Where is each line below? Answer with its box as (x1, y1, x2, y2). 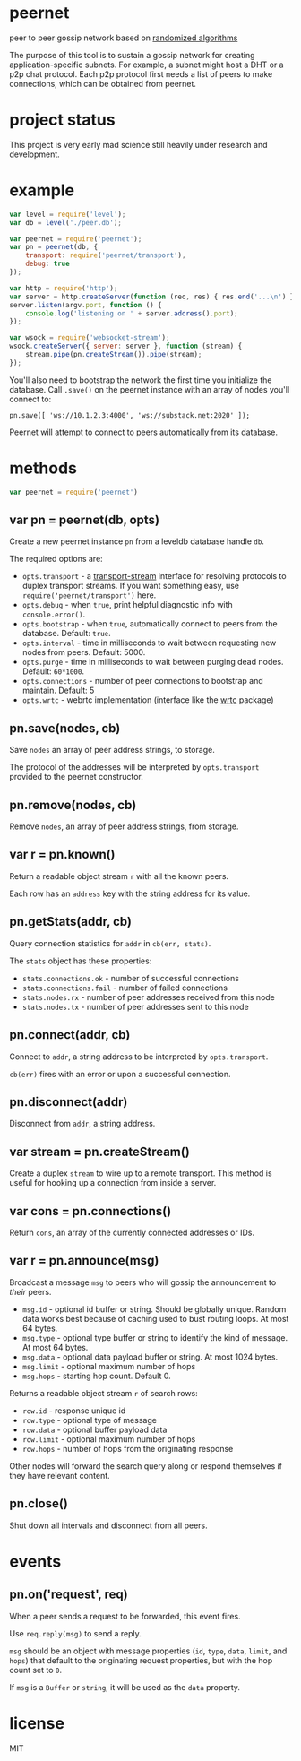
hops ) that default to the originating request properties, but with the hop (9, 1654, 273, 1665)
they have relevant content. (9, 1470, 110, 1480)
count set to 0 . (9, 1664, 63, 1675)
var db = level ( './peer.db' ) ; (9, 218, 123, 227)
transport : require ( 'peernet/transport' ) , (25, 251, 186, 260)
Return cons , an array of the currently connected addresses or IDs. (9, 1227, 255, 1238)
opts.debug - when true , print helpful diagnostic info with (21, 600, 233, 610)
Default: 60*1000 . (21, 666, 85, 677)
